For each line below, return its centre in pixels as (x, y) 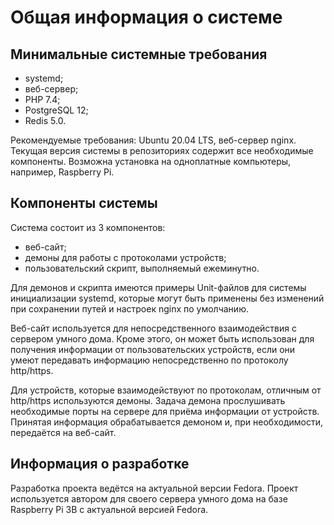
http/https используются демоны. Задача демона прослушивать (148, 400)
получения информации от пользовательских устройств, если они (153, 349)
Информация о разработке (100, 464)
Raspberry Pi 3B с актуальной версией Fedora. (109, 509)
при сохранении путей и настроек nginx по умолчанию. (129, 308)
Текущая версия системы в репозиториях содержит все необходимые (162, 150)
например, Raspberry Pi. (62, 172)
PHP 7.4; (42, 99)
